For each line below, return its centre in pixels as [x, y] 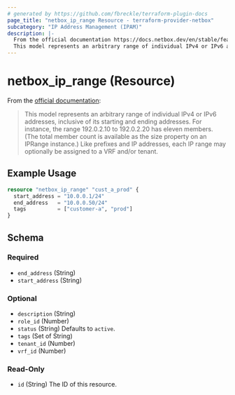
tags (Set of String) [45, 336]
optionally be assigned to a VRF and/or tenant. [91, 151]
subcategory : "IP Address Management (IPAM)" [74, 27]
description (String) [46, 314]
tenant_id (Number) [46, 344]
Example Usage [42, 174]
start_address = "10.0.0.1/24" [59, 196]
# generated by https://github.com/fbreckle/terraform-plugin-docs [108, 14]
